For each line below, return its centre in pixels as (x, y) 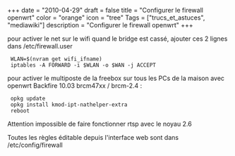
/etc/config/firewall (35, 145)
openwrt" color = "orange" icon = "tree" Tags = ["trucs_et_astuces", (106, 18)
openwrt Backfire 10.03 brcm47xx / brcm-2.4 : (75, 86)
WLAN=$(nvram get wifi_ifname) (56, 59)
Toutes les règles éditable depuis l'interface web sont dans (93, 137)
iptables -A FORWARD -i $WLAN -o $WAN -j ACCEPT (83, 65)
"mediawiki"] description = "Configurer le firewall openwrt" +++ (101, 25)
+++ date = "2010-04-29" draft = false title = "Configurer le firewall (105, 10)
